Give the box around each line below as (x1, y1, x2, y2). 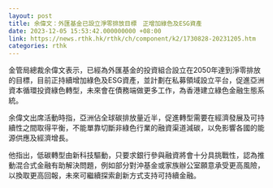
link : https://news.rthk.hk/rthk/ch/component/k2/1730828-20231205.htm (8, 34, 256, 43)
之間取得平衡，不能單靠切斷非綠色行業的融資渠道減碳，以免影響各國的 (22, 123, 258, 133)
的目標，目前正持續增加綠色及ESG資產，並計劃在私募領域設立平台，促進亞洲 (8, 75, 265, 85)
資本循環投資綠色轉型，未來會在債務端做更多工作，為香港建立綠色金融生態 (8, 86, 258, 96)
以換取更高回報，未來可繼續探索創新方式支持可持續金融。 (8, 171, 201, 181)
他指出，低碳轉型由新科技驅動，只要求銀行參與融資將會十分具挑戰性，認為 (8, 151, 258, 160)
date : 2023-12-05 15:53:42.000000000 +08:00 (8, 27, 162, 35)
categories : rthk (8, 42, 67, 50)
